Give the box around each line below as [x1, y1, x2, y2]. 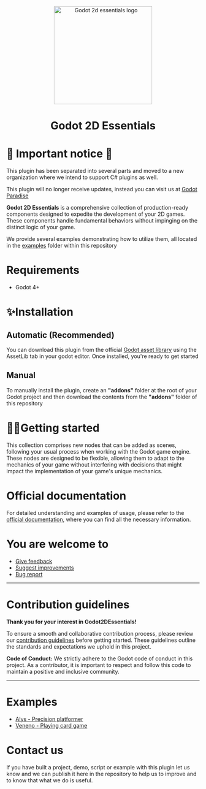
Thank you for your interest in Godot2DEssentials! [6, 618, 137, 625]
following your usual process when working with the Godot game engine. [6, 448, 191, 455]
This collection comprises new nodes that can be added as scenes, [6, 441, 177, 449]
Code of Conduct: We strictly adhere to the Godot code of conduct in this [6, 655, 193, 662]
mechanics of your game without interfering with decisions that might [6, 460, 182, 468]
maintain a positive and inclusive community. [6, 668, 120, 675]
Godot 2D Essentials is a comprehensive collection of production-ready [6, 204, 189, 212]
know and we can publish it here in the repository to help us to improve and [6, 770, 197, 777]
